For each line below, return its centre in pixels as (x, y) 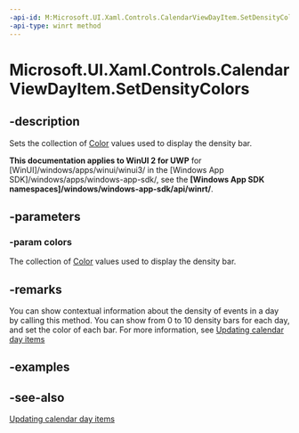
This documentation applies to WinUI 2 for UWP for (105, 160)
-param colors (41, 241)
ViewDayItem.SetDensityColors (129, 89)
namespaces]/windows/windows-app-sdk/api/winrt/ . (111, 189)
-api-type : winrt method (55, 26)
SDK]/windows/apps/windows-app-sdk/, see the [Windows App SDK (137, 179)
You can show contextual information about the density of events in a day (144, 311)
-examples (40, 368)
